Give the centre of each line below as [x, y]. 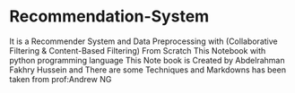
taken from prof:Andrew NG [61, 79]
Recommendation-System [109, 17]
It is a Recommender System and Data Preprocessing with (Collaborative [143, 41]
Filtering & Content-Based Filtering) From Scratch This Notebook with [138, 50]
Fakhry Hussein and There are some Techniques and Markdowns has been [148, 70]
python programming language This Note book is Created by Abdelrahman [147, 60]
